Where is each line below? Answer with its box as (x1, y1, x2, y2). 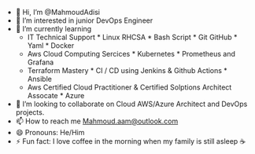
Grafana (27, 57, 54, 67)
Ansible (27, 75, 53, 83)
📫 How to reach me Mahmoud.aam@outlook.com (15, 116, 179, 126)
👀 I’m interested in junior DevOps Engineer (15, 16, 153, 25)
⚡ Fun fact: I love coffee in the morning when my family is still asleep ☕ (15, 137, 246, 145)
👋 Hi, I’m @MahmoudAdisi (15, 8, 101, 16)
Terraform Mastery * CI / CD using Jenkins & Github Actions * (27, 66, 228, 75)
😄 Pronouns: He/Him (15, 128, 85, 137)
